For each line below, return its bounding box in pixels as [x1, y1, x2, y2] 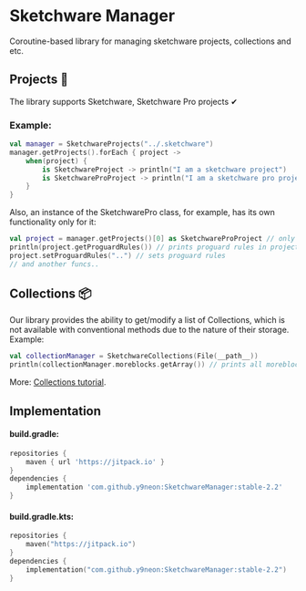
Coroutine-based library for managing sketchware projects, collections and [9, 36, 291, 47]
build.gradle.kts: [9, 511, 75, 522]
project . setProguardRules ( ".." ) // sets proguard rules [9, 251, 226, 260]
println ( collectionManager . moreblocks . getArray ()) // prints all [9, 360, 262, 369]
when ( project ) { [25, 156, 88, 165]
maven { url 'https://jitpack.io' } [25, 457, 166, 466]
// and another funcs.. [9, 259, 100, 269]
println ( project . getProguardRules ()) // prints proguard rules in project [9, 243, 300, 252]
